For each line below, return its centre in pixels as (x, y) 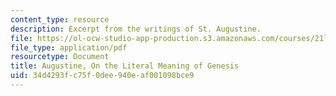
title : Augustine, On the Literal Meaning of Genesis (125, 66)
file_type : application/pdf (69, 47)
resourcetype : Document (60, 57)
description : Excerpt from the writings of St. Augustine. (136, 29)
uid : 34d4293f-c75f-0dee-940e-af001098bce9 (102, 76)
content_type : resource (60, 19)
